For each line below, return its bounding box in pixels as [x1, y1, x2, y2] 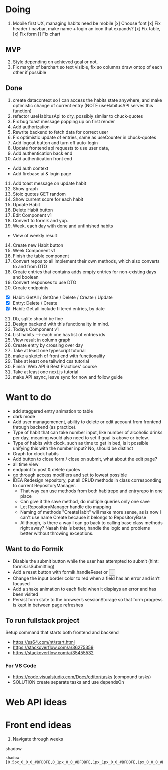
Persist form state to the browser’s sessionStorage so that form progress [12, 596, 163, 602]
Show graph [12, 185, 38, 191]
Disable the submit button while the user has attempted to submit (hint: [12, 558, 159, 564]
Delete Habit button [12, 207, 53, 213]
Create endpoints [12, 284, 49, 291]
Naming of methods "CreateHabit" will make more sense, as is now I [20, 509, 161, 515]
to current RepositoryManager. [12, 482, 76, 488]
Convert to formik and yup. [12, 217, 69, 223]
